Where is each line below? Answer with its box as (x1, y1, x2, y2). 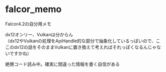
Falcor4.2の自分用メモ (5, 21, 51, 27)
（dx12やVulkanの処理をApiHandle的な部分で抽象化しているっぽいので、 (5, 38, 156, 44)
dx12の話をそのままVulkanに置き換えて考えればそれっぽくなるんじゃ (14, 44, 157, 50)
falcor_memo (5, 4, 62, 15)
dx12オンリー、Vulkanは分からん (5, 31, 73, 37)
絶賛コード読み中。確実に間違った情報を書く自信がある (5, 61, 120, 67)
